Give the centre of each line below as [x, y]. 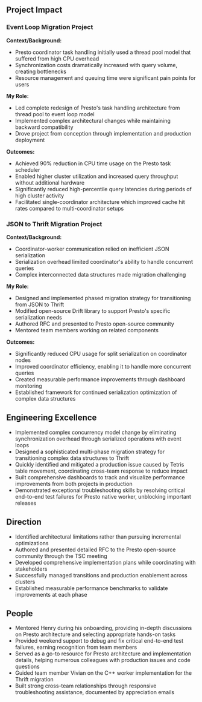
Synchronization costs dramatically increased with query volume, [96, 65]
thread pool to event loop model [55, 114]
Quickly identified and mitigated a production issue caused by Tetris [99, 464]
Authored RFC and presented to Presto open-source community [95, 324]
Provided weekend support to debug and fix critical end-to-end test [99, 641]
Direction [24, 522]
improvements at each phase [51, 594]
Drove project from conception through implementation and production [103, 133]
